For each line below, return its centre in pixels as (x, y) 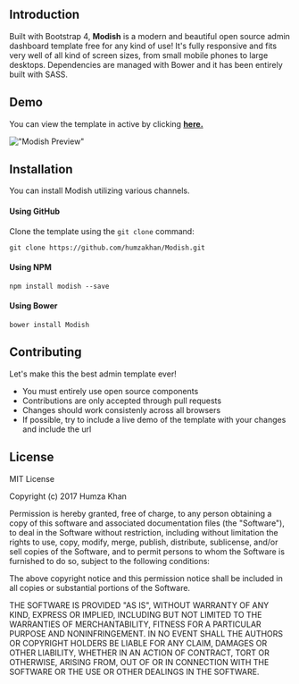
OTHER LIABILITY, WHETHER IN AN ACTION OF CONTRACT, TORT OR (139, 653)
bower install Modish (50, 325)
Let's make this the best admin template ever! (93, 374)
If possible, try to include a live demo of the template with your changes (154, 419)
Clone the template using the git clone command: (102, 231)
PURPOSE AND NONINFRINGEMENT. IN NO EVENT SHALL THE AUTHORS (146, 633)
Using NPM (30, 267)
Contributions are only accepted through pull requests (121, 401)
